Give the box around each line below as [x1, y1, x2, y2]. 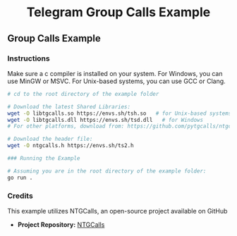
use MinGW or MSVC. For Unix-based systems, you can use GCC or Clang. [7, 77, 226, 85]
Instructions [7, 54, 51, 63]
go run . [7, 174, 33, 181]
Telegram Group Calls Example [26, 4, 211, 20]
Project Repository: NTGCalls [17, 220, 105, 229]
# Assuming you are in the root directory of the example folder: [7, 167, 207, 175]
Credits [7, 191, 33, 201]
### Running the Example [7, 155, 80, 162]
